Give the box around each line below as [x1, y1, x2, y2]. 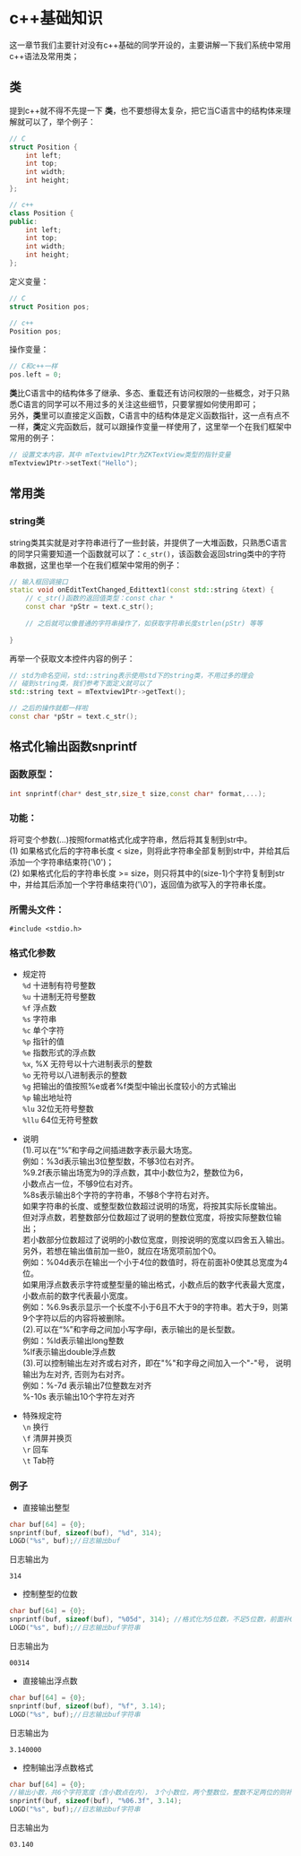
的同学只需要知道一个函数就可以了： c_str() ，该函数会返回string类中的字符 [9, 548, 287, 559]
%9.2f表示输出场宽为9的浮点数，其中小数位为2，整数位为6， [21, 1167, 248, 1178]
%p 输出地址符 [21, 1092, 73, 1103]
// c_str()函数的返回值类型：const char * [25, 594, 175, 603]
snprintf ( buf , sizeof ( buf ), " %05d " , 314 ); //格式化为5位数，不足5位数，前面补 [9, 1615, 290, 1624]
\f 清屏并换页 [21, 1433, 73, 1444]
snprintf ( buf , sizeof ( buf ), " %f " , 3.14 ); [9, 1701, 167, 1711]
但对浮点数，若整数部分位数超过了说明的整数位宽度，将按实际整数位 [21, 1212, 274, 1223]
